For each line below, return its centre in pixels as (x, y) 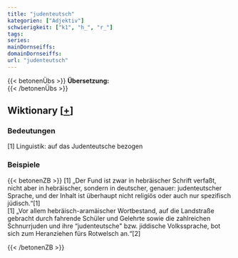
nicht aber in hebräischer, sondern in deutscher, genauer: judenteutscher (115, 188)
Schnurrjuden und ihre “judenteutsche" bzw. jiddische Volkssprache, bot (114, 226)
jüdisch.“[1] (24, 203)
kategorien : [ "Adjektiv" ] (46, 21)
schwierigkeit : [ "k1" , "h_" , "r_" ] (60, 27)
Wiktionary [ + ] (40, 111)
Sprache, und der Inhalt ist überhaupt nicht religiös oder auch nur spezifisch (119, 195)
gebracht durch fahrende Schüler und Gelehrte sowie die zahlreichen (109, 218)
